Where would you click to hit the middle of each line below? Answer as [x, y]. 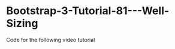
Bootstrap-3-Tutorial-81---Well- [88, 11]
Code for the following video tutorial [51, 40]
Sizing [22, 23]
